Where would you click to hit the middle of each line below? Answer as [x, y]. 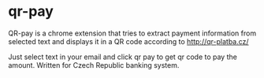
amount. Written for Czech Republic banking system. [94, 65]
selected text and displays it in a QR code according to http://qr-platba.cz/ [129, 41]
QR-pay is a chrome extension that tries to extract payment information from [132, 33]
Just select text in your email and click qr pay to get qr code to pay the [123, 57]
